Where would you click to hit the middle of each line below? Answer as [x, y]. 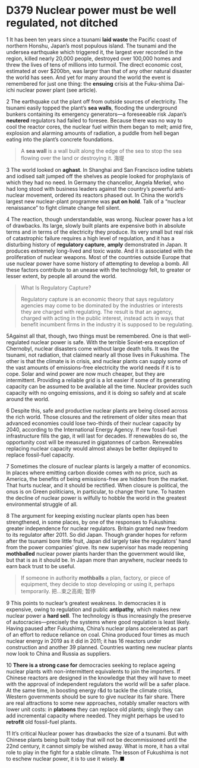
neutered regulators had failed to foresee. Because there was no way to [94, 120]
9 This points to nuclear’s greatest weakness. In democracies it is [86, 603]
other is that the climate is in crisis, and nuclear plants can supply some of [97, 361]
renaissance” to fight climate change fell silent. [63, 207]
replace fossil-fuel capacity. [40, 455]
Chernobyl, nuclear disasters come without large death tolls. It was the [93, 348]
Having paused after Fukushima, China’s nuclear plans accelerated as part [97, 628]
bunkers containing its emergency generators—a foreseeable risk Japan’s [97, 114]
